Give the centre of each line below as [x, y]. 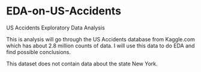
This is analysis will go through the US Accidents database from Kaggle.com [100, 39]
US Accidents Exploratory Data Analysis [55, 28]
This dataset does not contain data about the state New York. [82, 64]
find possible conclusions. [38, 52]
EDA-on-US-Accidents [64, 11]
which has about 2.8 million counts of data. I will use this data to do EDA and [100, 46]
